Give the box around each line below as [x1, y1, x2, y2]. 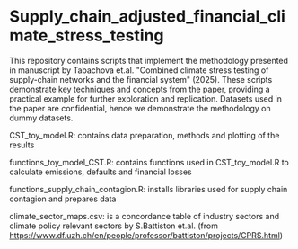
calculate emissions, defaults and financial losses [9, 166, 192, 177]
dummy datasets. [9, 112, 74, 123]
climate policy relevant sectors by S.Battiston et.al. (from [9, 220, 218, 231]
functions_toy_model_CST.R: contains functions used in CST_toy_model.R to [9, 156, 290, 167]
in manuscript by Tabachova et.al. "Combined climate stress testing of [9, 65, 269, 76]
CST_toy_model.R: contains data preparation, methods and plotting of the [9, 129, 280, 140]
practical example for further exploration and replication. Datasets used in [9, 93, 283, 104]
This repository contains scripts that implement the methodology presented [9, 55, 289, 66]
